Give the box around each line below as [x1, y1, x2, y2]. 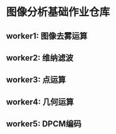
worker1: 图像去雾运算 [6, 31, 88, 41]
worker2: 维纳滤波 [6, 53, 74, 63]
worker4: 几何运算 [6, 97, 74, 107]
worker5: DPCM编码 [6, 119, 82, 129]
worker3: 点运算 [6, 75, 66, 85]
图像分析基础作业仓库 [6, 5, 111, 19]
